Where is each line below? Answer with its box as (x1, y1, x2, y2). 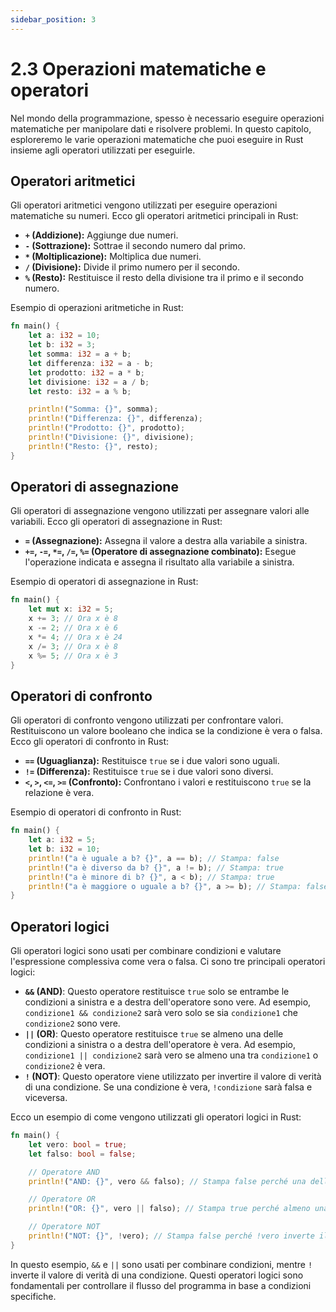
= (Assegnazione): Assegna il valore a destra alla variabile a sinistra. (24, 535, 308, 547)
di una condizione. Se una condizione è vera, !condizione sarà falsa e (24, 1081, 313, 1093)
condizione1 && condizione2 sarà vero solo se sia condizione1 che (24, 1007, 299, 1019)
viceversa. (24, 1092, 68, 1104)
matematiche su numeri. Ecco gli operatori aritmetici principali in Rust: (10, 210, 299, 222)
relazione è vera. (24, 787, 95, 799)
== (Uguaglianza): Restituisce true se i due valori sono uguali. (24, 755, 280, 767)
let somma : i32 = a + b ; (28, 349, 132, 359)
